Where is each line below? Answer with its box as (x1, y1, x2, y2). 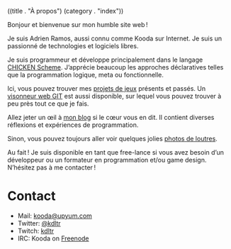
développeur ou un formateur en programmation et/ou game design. (7, 156, 207, 164)
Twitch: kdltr (17, 226, 55, 235)
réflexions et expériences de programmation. (7, 121, 139, 129)
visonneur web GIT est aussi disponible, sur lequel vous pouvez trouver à (7, 92, 222, 100)
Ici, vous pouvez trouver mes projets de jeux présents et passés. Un (7, 84, 206, 92)
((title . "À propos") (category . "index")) (7, 7, 124, 15)
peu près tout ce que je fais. (7, 99, 89, 108)
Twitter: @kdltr (17, 218, 62, 227)
